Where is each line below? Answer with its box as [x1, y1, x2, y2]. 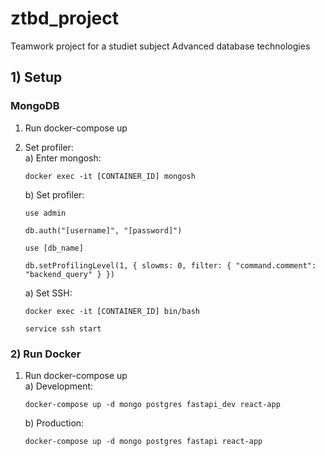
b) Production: [24, 417, 85, 429]
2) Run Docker [10, 347, 82, 361]
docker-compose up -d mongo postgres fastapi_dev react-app [24, 399, 281, 409]
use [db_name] [24, 243, 84, 253]
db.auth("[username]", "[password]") [24, 225, 183, 236]
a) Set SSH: [24, 287, 73, 299]
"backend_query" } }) [24, 269, 115, 279]
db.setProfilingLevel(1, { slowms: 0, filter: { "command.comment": [24, 260, 317, 271]
